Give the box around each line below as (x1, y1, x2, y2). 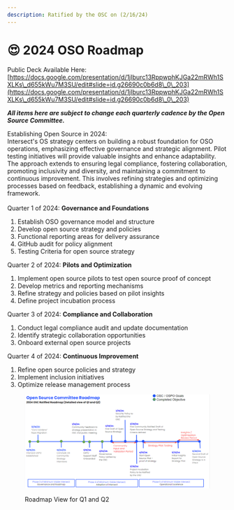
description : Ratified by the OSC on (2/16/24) (7, 11, 149, 18)
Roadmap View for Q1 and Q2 (24, 495, 110, 504)
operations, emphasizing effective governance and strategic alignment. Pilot (7, 144, 227, 153)
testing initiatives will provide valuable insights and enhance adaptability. (7, 152, 217, 160)
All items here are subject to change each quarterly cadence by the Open (7, 108, 225, 117)
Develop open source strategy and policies (17, 224, 141, 233)
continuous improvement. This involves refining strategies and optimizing (7, 174, 219, 182)
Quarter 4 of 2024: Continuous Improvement (7, 351, 139, 360)
